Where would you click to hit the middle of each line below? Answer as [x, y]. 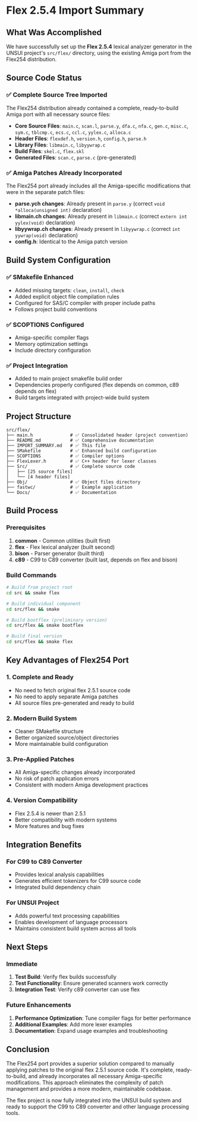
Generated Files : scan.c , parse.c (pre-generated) [76, 157]
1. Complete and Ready [40, 677]
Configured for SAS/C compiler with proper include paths [85, 303]
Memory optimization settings [51, 344]
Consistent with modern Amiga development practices [81, 785]
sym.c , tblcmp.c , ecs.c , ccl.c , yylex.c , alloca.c [73, 132]
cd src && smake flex [33, 593]
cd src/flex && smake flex [40, 642]
